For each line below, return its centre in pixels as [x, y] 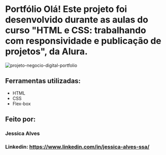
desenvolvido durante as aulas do [77, 20]
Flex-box [21, 104]
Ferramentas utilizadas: [43, 81]
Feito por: [20, 119]
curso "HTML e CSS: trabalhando [76, 30]
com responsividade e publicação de [83, 41]
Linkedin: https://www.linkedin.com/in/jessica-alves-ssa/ [77, 147]
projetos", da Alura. [46, 52]
